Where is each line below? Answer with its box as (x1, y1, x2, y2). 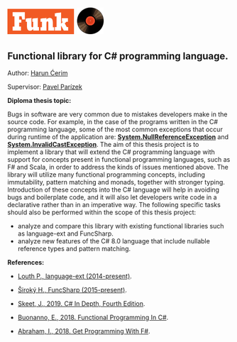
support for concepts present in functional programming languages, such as (7, 155, 231, 163)
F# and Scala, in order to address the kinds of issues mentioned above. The (7, 163, 229, 171)
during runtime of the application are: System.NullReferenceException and (7, 133, 229, 141)
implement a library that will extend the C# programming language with (7, 148, 215, 156)
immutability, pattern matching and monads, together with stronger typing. (7, 178, 226, 186)
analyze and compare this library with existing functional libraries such (17, 222, 225, 230)
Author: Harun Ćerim (7, 69, 68, 77)
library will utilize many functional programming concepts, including (7, 170, 206, 179)
